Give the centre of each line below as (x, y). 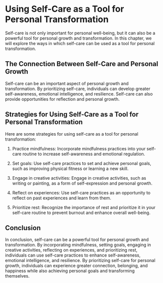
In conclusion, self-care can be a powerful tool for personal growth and (77, 240)
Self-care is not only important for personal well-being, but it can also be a (80, 33)
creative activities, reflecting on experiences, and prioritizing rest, (71, 250)
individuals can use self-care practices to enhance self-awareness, (73, 255)
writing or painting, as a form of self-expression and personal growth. (82, 183)
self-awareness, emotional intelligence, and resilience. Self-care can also (79, 94)
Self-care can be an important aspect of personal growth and (67, 83)
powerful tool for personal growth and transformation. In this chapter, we (78, 38)
